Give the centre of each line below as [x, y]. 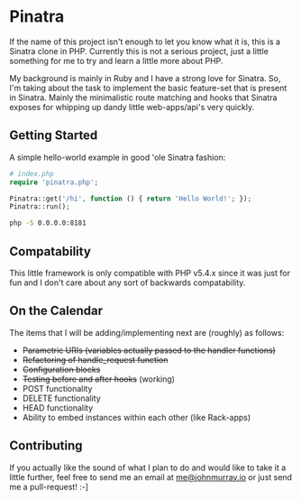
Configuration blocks [61, 369]
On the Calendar [56, 311]
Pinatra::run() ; [40, 207]
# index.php [32, 173]
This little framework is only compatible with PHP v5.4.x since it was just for [150, 273]
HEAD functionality [58, 407]
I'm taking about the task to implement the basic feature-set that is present [148, 88]
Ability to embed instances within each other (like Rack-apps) [137, 417]
